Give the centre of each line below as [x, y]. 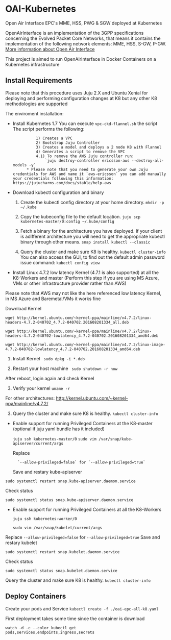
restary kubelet [21, 543]
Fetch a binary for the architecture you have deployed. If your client [91, 231]
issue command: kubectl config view [60, 262]
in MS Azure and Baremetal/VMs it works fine [53, 299]
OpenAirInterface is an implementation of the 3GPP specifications [75, 33]
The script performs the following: [48, 129]
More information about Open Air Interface [50, 49]
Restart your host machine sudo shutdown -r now [65, 368]
